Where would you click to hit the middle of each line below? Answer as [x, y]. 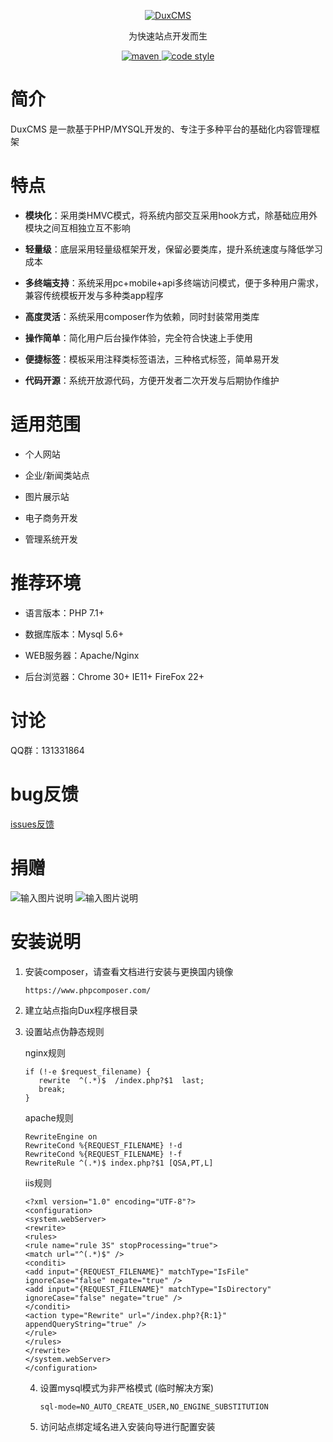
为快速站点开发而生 [168, 36]
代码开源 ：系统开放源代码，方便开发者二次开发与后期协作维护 [152, 380]
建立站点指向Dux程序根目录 [81, 1010]
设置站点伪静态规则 [64, 1031]
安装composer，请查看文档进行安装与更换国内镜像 [129, 971]
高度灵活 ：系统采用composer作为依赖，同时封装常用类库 [142, 316]
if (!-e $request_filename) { [88, 1071]
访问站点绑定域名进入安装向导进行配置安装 [127, 1426]
